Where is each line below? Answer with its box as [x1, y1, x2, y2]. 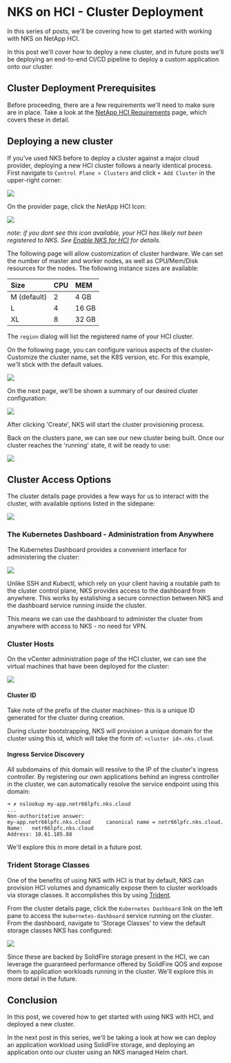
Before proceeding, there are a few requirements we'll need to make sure [7, 101, 215, 109]
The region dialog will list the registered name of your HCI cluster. [7, 332, 194, 341]
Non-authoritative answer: [7, 813, 85, 820]
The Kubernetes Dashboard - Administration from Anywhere [7, 530, 214, 539]
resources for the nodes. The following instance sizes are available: [7, 264, 199, 272]
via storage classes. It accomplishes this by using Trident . [7, 890, 172, 899]
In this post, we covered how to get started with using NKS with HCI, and [7, 1013, 214, 1021]
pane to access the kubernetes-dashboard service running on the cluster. [7, 911, 213, 919]
